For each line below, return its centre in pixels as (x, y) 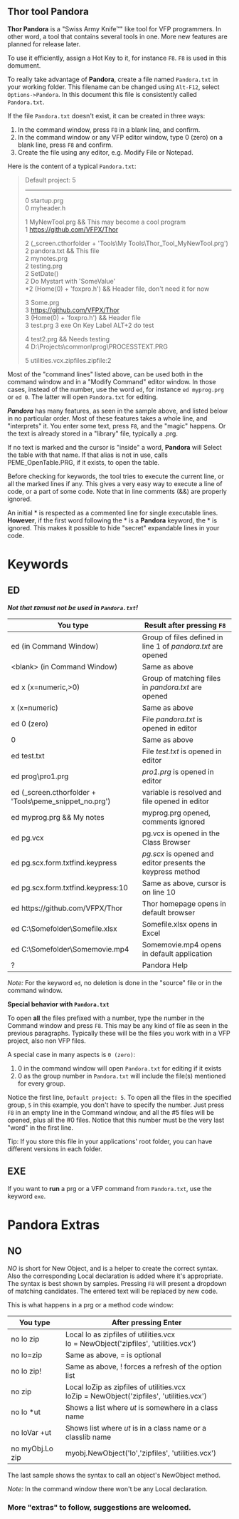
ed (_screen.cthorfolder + (54, 792)
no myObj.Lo (32, 1448)
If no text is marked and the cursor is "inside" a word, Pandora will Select (115, 447)
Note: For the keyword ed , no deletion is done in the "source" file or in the (115, 982)
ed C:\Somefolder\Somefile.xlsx (64, 928)
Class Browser (166, 842)
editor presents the (174, 863)
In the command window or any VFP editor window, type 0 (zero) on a (120, 137)
